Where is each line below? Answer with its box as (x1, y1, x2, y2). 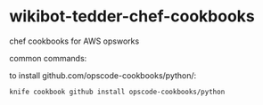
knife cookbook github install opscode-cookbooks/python (9, 87, 226, 96)
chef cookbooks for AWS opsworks (9, 36, 140, 46)
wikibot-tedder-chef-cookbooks (9, 6, 256, 27)
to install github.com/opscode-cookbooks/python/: (9, 69, 197, 81)
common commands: (9, 52, 87, 63)
